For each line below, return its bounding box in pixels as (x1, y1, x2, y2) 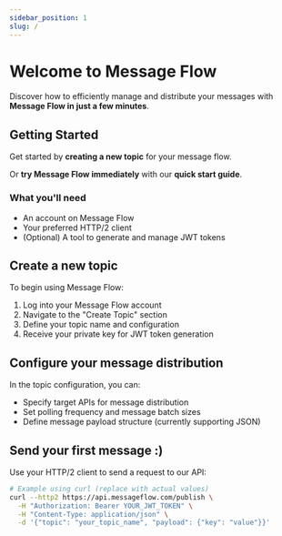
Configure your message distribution (9, 355, 224, 370)
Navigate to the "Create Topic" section (22, 309, 168, 320)
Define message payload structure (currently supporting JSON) (22, 416, 261, 428)
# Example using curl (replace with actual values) (9, 484, 209, 493)
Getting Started (9, 126, 99, 142)
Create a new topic (9, 258, 118, 273)
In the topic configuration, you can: (9, 379, 141, 390)
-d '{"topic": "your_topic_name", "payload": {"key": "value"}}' (17, 518, 271, 528)
